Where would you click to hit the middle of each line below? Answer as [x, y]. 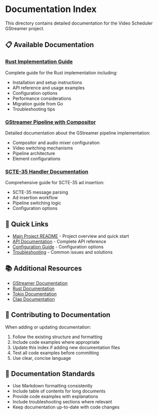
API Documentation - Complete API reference [59, 241]
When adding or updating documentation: [48, 327]
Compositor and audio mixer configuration [56, 143]
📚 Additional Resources [44, 269]
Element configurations [36, 159]
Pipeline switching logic [37, 203]
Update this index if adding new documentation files [66, 347]
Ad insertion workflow [35, 198]
